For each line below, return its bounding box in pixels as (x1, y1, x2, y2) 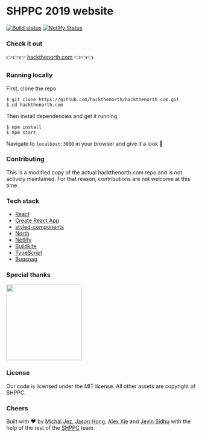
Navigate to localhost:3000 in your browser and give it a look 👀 (6, 140, 163, 147)
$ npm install (6, 124, 42, 130)
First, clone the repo (6, 85, 57, 92)
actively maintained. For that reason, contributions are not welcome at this (6, 175, 191, 182)
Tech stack (6, 197, 39, 205)
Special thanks (6, 271, 51, 279)
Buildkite (14, 243, 37, 250)
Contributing (6, 155, 45, 163)
